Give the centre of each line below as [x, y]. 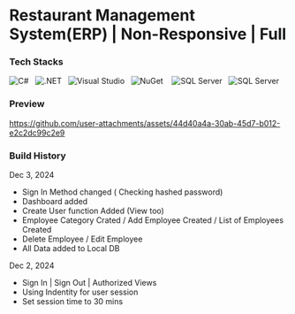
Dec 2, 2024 [32, 265]
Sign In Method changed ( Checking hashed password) [122, 192]
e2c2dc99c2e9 [37, 133]
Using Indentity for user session [80, 292]
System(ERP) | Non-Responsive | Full [148, 34]
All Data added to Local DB [71, 249]
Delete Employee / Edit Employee [82, 239]
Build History [38, 156]
